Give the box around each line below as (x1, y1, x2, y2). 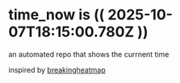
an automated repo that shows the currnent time (8, 49, 170, 59)
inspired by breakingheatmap (8, 64, 107, 74)
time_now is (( (8, 6, 105, 24)
